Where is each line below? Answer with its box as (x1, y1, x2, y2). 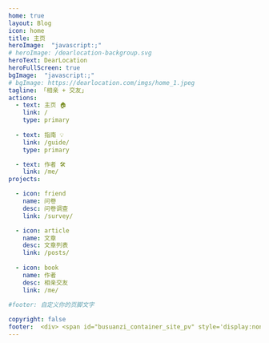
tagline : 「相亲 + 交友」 (8, 86, 88, 95)
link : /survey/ (22, 212, 74, 220)
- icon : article (15, 226, 70, 235)
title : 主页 (8, 34, 46, 42)
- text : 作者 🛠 (15, 160, 66, 168)
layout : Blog (8, 19, 52, 27)
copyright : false (8, 316, 66, 324)
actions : (8, 94, 38, 102)
